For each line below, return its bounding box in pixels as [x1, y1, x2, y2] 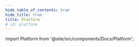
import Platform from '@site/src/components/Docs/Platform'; [5, 36, 134, 42]
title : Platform [5, 17, 40, 22]
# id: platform [5, 21, 38, 27]
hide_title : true [5, 12, 42, 17]
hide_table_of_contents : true [5, 7, 70, 13]
